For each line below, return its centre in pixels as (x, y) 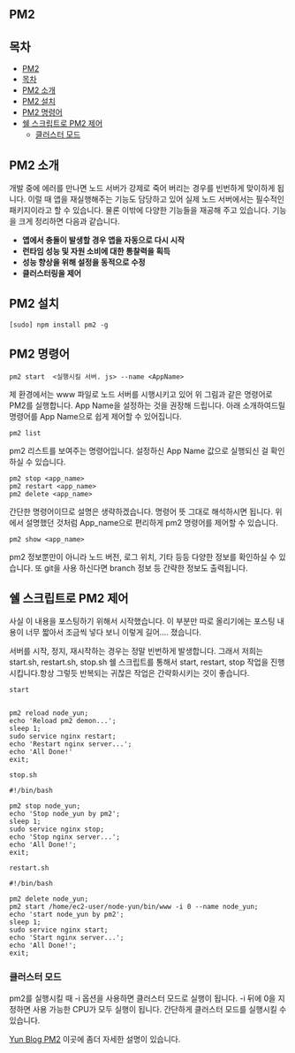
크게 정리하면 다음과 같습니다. (69, 221)
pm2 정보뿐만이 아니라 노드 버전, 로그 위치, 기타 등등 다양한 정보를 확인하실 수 (143, 557)
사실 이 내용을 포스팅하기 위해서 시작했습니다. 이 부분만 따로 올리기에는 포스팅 (142, 621)
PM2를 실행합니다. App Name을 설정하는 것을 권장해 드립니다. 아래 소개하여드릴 (147, 405)
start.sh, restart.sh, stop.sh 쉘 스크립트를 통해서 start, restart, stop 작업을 (139, 662)
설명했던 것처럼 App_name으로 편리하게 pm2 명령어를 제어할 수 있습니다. (151, 522)
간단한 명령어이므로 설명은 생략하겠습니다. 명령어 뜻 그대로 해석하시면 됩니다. (141, 511)
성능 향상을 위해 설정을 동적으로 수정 (83, 262)
